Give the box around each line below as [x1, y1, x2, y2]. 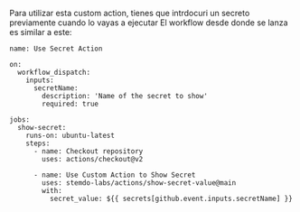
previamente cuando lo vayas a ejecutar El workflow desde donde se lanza [9, 17, 288, 28]
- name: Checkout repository [33, 147, 144, 156]
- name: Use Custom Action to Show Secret [33, 171, 196, 180]
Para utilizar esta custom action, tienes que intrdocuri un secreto [9, 8, 250, 18]
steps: [25, 139, 51, 148]
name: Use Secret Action [9, 44, 103, 53]
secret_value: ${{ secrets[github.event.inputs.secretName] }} [49, 194, 294, 203]
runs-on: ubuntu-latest [25, 131, 116, 140]
